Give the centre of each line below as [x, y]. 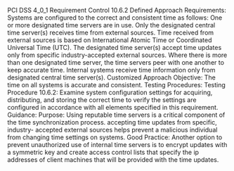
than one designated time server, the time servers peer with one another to [116, 62]
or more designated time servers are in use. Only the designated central [111, 25]
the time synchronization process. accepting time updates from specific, [112, 122]
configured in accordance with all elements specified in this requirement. [113, 107]
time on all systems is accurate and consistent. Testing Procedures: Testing [117, 85]
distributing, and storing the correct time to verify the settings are [102, 100]
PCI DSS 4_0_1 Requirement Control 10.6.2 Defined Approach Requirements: [117, 10]
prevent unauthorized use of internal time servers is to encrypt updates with [117, 145]
